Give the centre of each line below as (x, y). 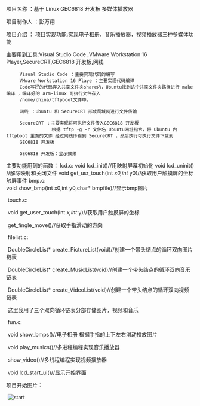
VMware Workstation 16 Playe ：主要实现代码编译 (77, 81)
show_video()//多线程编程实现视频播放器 (57, 360)
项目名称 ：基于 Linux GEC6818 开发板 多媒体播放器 (70, 9)
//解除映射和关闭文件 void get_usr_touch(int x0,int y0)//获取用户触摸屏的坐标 (100, 173)
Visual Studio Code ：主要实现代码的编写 (67, 74)
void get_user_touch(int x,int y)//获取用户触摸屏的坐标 (73, 212)
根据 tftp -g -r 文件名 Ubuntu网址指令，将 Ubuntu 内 (114, 129)
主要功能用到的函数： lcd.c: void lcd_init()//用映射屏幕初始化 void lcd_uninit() (100, 166)
